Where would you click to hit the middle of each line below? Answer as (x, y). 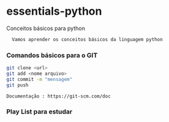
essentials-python (54, 11)
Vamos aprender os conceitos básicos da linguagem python (88, 39)
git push (17, 85)
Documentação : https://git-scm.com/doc (59, 96)
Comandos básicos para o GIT (52, 55)
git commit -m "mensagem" (39, 79)
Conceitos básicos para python (46, 28)
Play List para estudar (39, 112)
